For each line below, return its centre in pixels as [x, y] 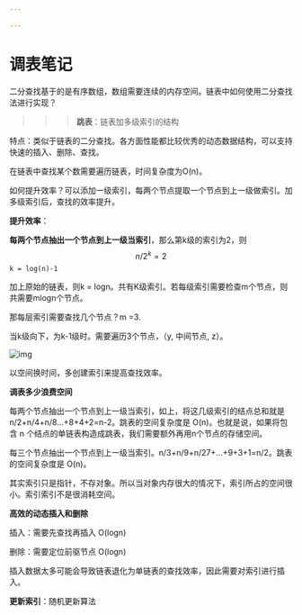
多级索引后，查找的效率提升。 [64, 201]
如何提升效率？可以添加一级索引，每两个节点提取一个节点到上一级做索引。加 [151, 190]
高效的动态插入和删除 [49, 513]
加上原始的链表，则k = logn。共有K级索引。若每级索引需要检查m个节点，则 [149, 287]
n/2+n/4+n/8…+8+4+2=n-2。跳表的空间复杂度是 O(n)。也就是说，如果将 [145, 422]
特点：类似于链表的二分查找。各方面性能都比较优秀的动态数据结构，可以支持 [151, 140]
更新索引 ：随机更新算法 [53, 601]
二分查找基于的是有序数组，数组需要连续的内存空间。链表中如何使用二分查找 [151, 91]
